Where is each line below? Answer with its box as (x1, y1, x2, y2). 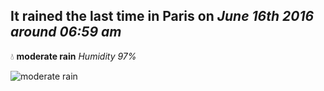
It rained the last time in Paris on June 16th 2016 (10, 8, 315, 25)
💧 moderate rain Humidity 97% (10, 50, 137, 62)
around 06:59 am (10, 24, 122, 41)
